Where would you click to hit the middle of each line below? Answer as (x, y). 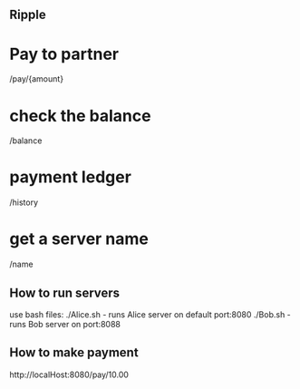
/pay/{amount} (37, 79)
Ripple (28, 15)
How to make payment (74, 353)
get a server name (79, 239)
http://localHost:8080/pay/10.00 (69, 374)
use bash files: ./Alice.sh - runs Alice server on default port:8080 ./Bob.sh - (150, 314)
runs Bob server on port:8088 (65, 324)
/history (24, 202)
